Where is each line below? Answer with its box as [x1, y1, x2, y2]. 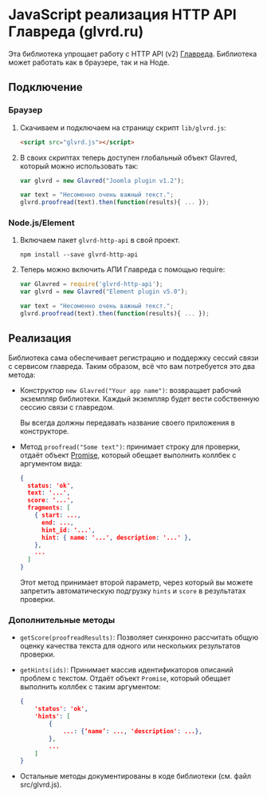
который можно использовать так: [19, 161, 139, 171]
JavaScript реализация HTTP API [8, 6, 237, 24]
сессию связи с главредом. [19, 402, 115, 412]
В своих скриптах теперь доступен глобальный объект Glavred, [19, 153, 238, 162]
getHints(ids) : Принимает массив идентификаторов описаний [19, 665, 234, 675]
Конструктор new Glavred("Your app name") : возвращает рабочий [19, 385, 241, 395]
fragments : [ [27, 504, 71, 512]
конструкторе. [19, 426, 69, 436]
